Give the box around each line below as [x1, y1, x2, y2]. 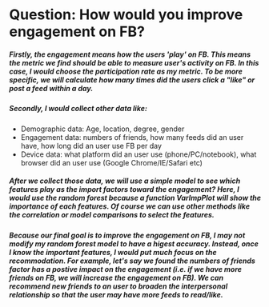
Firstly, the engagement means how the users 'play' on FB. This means [9, 50, 251, 59]
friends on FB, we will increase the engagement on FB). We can [9, 273, 223, 282]
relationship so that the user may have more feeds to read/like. [9, 289, 223, 299]
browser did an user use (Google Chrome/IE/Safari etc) [20, 157, 203, 167]
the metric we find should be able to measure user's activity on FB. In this [9, 58, 259, 67]
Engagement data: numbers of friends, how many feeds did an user [20, 132, 244, 142]
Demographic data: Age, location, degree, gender [20, 124, 185, 134]
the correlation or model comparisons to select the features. [9, 210, 215, 220]
